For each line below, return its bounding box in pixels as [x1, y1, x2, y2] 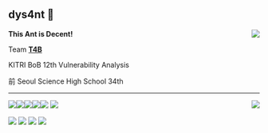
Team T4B [8, 45, 42, 54]
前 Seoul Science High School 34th [8, 76, 124, 86]
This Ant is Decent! [8, 29, 73, 38]
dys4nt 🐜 [8, 8, 54, 22]
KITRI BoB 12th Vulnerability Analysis [8, 60, 130, 69]
